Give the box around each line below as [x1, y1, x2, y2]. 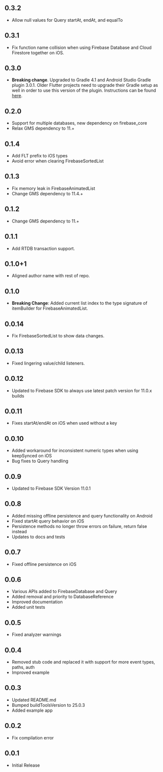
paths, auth [11, 664, 35, 670]
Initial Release [11, 762, 40, 768]
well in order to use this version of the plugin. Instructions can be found [11, 87, 156, 93]
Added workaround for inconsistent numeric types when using [11, 447, 138, 453]
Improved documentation [11, 599, 63, 605]
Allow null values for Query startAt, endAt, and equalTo [11, 17, 123, 23]
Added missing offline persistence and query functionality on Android [11, 513, 153, 518]
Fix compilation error [11, 735, 54, 740]
